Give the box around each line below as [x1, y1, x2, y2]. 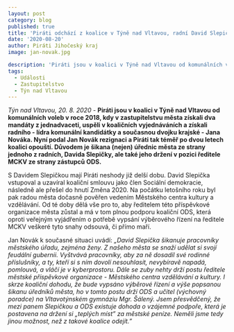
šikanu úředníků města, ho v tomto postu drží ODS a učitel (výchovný [8, 288, 207, 296]
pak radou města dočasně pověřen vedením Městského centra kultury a [8, 193, 214, 202]
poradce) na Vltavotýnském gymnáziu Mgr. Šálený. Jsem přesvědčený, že [8, 295, 221, 304]
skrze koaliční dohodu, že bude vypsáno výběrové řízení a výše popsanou [8, 280, 222, 288]
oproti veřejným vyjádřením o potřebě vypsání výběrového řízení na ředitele [8, 216, 224, 224]
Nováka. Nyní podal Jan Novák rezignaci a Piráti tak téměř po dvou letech [8, 136, 224, 144]
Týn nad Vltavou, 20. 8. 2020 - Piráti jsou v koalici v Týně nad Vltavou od [8, 106, 221, 114]
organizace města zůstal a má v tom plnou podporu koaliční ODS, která [8, 208, 211, 216]
